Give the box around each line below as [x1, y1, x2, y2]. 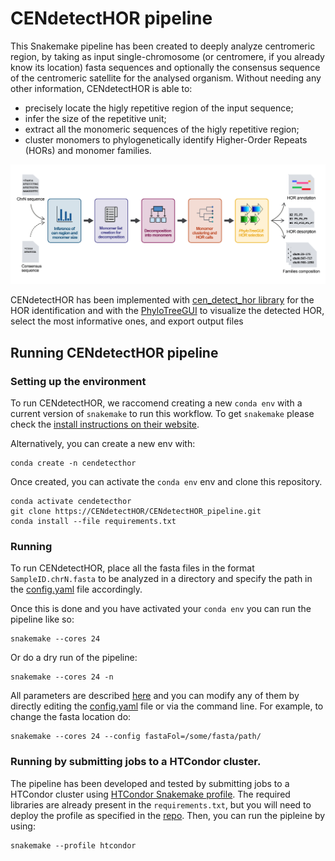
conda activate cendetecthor [10, 497, 132, 507]
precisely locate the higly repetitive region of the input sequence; [24, 102, 294, 114]
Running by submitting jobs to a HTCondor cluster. [10, 755, 262, 769]
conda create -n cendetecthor [10, 458, 137, 469]
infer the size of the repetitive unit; [24, 112, 167, 124]
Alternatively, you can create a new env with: [10, 438, 196, 450]
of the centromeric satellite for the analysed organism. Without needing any [10, 72, 322, 84]
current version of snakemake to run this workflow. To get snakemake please [10, 408, 315, 420]
